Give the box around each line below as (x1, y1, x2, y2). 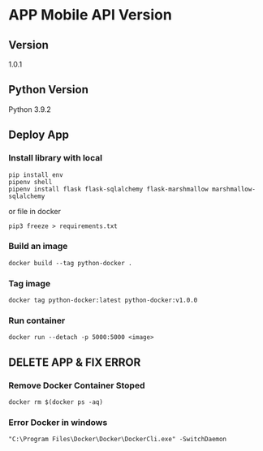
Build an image (8, 241, 68, 252)
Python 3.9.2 (8, 104, 51, 114)
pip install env (8, 170, 63, 179)
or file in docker (8, 206, 62, 216)
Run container (8, 315, 66, 326)
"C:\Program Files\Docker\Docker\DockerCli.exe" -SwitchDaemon (8, 436, 227, 444)
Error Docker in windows (8, 417, 108, 427)
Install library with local (8, 152, 103, 164)
